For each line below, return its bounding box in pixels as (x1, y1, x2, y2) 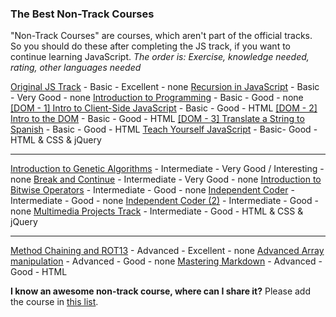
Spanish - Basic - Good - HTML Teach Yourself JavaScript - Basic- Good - (10, 123, 318, 136)
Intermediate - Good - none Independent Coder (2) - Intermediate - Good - (10, 195, 319, 207)
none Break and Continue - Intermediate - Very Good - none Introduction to (10, 173, 322, 186)
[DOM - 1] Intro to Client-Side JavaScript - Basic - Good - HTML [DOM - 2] (10, 102, 318, 114)
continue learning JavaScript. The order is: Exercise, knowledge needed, (10, 51, 310, 63)
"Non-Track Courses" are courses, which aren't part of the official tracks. (10, 30, 313, 42)
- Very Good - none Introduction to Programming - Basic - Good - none (10, 92, 304, 104)
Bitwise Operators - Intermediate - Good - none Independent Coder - (10, 184, 295, 196)
